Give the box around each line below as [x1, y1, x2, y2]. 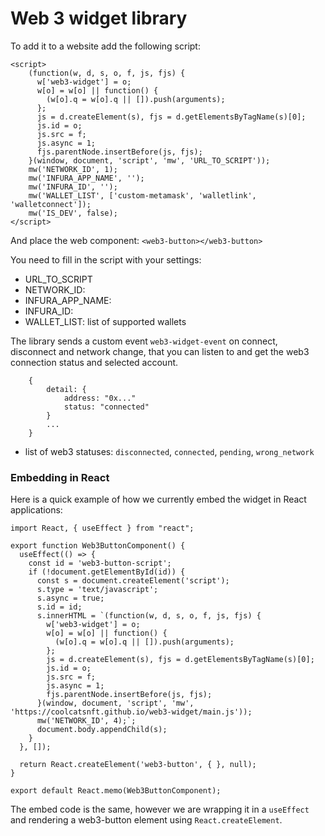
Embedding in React [10, 470, 110, 484]
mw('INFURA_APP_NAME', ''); [28, 173, 145, 183]
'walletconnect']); [10, 199, 92, 209]
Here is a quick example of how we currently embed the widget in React [10, 493, 307, 506]
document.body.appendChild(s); [36, 725, 168, 735]
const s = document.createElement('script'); [36, 576, 230, 586]
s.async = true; [36, 593, 105, 604]
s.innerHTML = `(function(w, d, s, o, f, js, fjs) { [36, 611, 262, 621]
